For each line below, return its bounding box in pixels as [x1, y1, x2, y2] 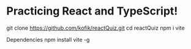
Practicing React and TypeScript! [6, 4, 178, 18]
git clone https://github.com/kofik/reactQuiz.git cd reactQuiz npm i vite [6, 24, 185, 31]
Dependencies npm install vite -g [6, 36, 90, 43]
